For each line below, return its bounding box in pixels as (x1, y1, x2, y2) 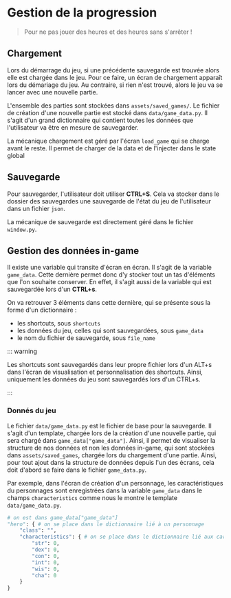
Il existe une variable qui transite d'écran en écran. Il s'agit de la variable (7, 263, 212, 272)
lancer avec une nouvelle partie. (7, 88, 98, 96)
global (7, 151, 25, 159)
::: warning (7, 347, 38, 356)
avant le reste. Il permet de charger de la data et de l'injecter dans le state (7, 143, 217, 152)
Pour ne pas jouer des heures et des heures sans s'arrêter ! (23, 28, 192, 36)
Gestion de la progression (7, 5, 157, 21)
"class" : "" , (19, 527, 57, 534)
